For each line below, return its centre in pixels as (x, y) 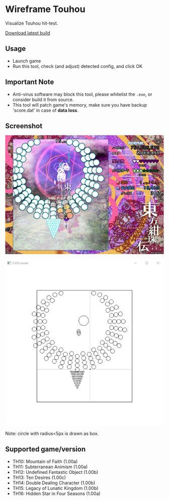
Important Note (30, 82)
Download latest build (28, 33)
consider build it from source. (43, 100)
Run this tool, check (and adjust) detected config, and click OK (77, 66)
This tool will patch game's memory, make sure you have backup (80, 105)
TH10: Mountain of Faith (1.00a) (45, 461)
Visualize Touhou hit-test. (32, 23)
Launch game (27, 61)
